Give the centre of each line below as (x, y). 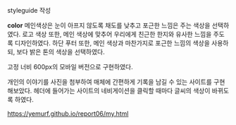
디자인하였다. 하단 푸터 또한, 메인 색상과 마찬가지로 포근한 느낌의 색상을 (112, 43)
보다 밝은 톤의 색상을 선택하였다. (61, 52)
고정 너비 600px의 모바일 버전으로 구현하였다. (70, 67)
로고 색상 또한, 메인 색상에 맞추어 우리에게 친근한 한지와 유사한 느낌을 (117, 34)
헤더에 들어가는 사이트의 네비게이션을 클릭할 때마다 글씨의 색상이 (122, 91)
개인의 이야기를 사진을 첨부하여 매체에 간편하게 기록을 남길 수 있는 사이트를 (110, 82)
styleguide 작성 (29, 10)
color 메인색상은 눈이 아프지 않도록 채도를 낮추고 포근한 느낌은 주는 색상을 (109, 25)
